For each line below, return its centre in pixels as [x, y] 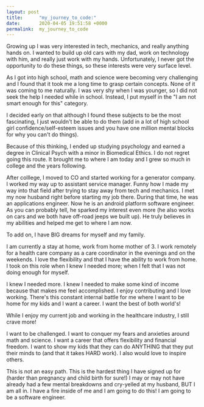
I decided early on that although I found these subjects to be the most [94, 115]
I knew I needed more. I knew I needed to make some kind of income [93, 285]
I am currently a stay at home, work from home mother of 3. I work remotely [101, 247]
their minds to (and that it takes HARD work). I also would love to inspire [97, 353]
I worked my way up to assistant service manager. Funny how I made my [97, 184]
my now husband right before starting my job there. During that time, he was [102, 197]
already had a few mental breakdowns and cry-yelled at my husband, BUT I [101, 384]
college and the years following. [46, 166]
